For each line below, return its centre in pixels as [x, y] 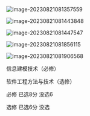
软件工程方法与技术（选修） [41, 81]
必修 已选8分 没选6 [30, 94]
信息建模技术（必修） [33, 69]
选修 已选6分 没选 [28, 107]
